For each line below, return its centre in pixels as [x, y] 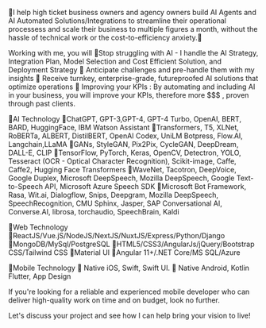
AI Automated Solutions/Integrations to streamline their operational [117, 21]
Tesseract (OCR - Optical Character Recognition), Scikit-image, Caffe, [122, 161]
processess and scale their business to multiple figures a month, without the [133, 29]
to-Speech [26, 186]
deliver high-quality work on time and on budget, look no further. [114, 300]
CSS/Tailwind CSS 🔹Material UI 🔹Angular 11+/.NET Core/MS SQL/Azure [124, 253]
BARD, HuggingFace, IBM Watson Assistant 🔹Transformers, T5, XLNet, [124, 127]
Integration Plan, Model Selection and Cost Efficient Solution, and [115, 61]
